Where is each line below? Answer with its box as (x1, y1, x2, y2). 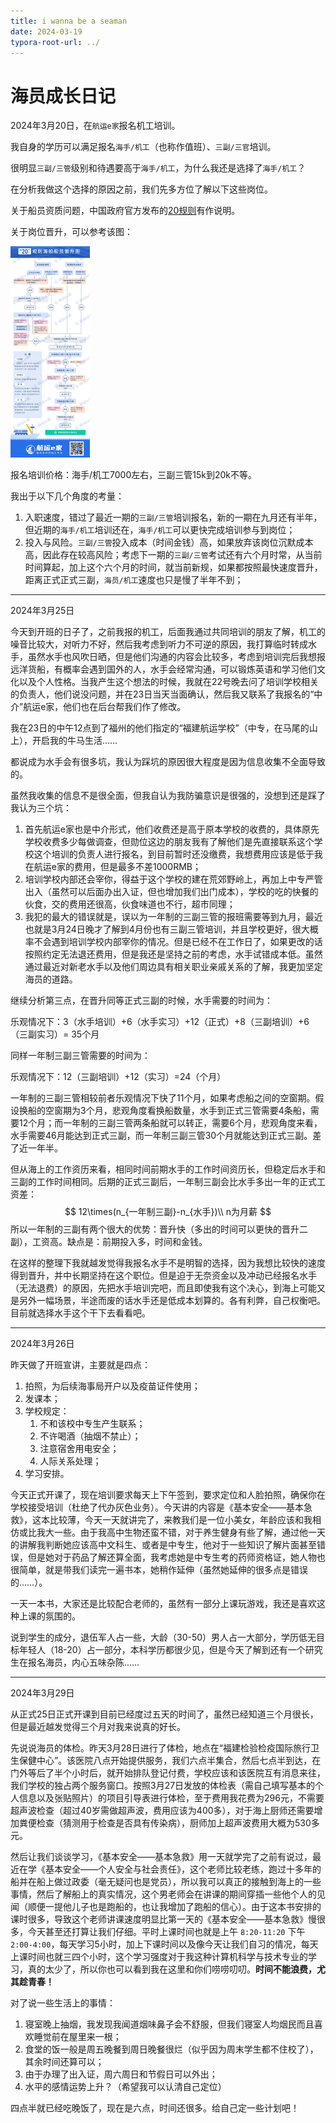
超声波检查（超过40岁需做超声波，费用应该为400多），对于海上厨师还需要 (10, 1805, 315, 1817)
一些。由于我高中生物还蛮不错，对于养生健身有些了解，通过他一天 (53, 1526, 326, 1539)
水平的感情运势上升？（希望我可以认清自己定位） (24, 2081, 227, 2093)
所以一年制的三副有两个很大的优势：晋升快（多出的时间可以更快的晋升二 (10, 1223, 308, 1235)
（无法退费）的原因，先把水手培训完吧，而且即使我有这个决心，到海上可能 (10, 1282, 317, 1294)
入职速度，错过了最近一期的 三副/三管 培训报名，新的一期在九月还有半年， (24, 511, 323, 524)
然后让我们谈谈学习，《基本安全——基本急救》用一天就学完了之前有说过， (10, 1851, 313, 1863)
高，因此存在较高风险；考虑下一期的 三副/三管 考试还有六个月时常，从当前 (24, 549, 323, 561)
